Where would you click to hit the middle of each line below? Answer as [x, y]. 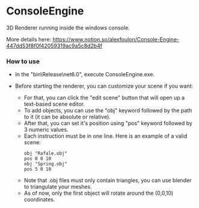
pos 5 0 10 [38, 170]
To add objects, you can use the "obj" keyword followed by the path [108, 111]
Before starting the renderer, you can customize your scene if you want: [104, 86]
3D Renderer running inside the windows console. [68, 28]
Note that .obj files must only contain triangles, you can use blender [108, 180]
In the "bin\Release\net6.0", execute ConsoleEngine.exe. [85, 75]
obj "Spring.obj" [46, 164]
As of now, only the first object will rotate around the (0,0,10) [99, 193]
